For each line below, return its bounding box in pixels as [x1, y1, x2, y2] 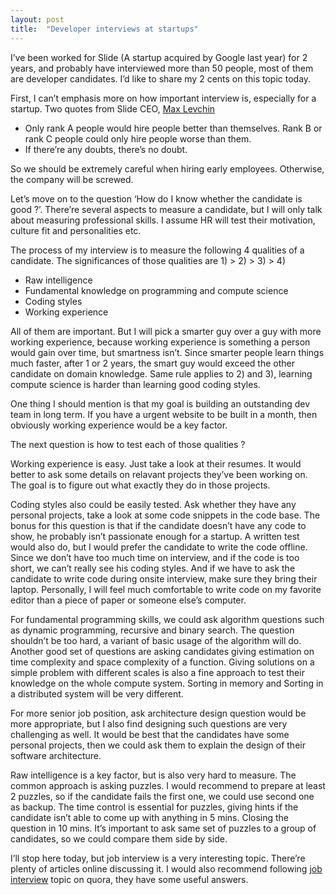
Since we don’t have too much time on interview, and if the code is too [10, 551, 300, 563]
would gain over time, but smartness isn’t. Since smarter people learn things [10, 346, 325, 358]
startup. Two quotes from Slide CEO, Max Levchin [10, 102, 216, 115]
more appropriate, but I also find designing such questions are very [10, 717, 288, 730]
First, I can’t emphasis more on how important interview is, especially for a [10, 92, 317, 104]
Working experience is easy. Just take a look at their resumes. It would [10, 457, 302, 470]
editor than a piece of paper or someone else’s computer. [10, 594, 247, 606]
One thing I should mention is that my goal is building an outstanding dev [10, 397, 311, 410]
